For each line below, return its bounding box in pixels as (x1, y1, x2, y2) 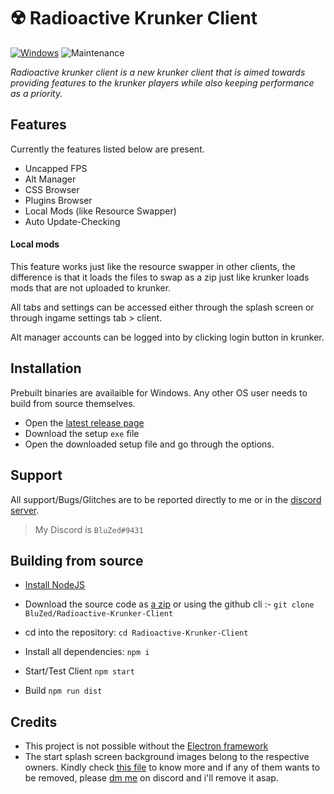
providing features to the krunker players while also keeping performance (10, 76, 315, 89)
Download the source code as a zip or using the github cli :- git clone (24, 598, 315, 610)
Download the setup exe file (24, 427, 140, 439)
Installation (10, 360, 82, 377)
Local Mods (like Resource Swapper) (24, 205, 177, 217)
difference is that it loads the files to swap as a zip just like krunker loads (10, 271, 310, 283)
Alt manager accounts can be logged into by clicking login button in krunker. (10, 331, 325, 343)
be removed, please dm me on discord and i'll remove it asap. (24, 772, 279, 784)
